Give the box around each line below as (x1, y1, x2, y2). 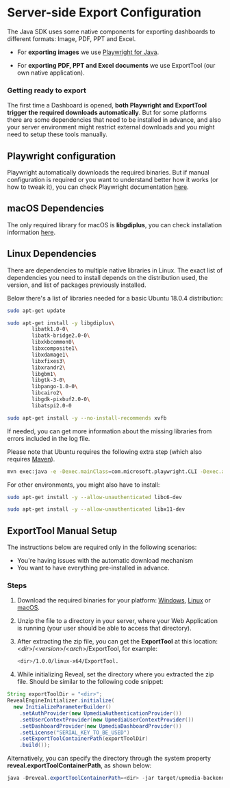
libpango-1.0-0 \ (31, 383, 78, 390)
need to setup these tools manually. (7, 130, 107, 138)
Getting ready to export (7, 86, 87, 95)
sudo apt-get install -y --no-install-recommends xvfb (7, 414, 167, 422)
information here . (7, 228, 56, 236)
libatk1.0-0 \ (31, 326, 69, 333)
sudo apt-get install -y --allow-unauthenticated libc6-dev (7, 494, 183, 500)
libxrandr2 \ (31, 364, 66, 371)
